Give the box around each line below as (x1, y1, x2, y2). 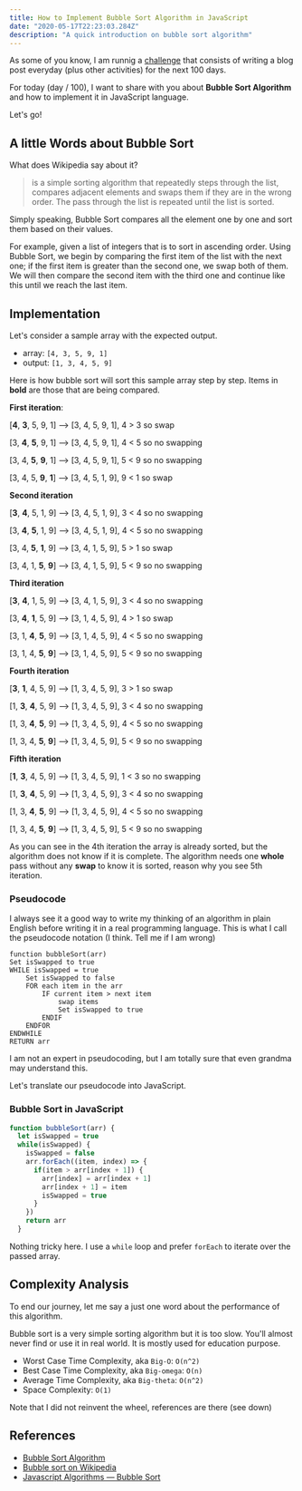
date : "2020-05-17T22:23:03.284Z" (9, 22, 140, 31)
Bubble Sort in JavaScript (9, 1103, 124, 1116)
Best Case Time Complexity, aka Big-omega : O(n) (22, 1365, 203, 1376)
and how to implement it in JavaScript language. (9, 92, 189, 102)
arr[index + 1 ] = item (42, 1182, 127, 1192)
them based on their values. (9, 224, 113, 235)
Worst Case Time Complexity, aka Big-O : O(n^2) (22, 1355, 201, 1366)
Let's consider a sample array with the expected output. (9, 330, 218, 341)
